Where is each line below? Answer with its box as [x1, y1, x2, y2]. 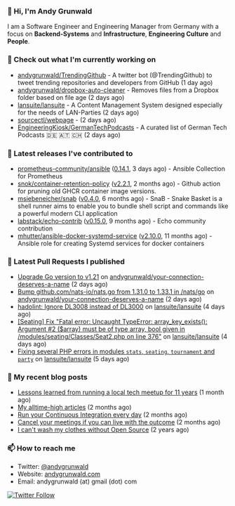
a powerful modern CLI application [17, 209, 118, 217]
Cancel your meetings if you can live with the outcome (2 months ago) [17, 418, 221, 427]
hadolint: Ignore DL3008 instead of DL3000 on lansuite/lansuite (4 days [17, 302, 225, 311]
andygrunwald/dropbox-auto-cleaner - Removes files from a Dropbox [17, 86, 219, 94]
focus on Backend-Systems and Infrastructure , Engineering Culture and [7, 30, 222, 38]
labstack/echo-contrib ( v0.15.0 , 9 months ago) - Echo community [17, 216, 206, 225]
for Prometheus [17, 171, 63, 180]
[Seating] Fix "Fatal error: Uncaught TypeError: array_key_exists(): [17, 318, 208, 326]
